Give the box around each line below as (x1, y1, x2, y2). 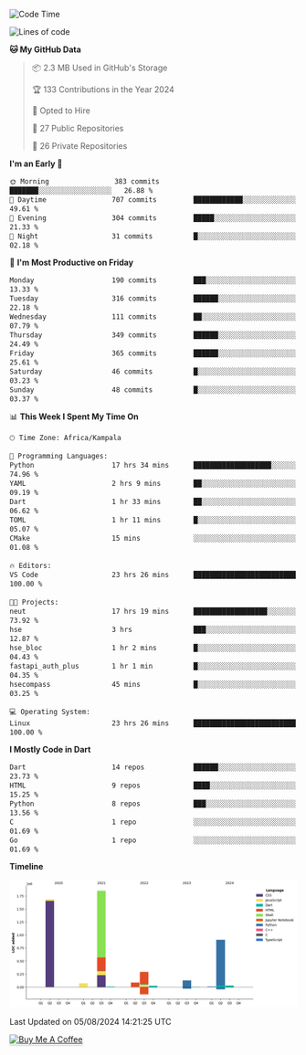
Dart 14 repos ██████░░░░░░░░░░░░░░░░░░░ (9, 763, 297, 772)
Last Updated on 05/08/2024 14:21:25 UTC (9, 1017, 172, 1028)
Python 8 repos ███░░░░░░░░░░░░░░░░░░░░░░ (9, 799, 297, 808)
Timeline (9, 861, 44, 871)
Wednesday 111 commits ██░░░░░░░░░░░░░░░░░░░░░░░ (9, 312, 297, 322)
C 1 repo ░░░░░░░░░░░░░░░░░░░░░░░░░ (9, 818, 297, 827)
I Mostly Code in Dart (9, 744, 91, 754)
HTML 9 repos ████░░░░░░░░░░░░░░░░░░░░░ (9, 781, 297, 790)
